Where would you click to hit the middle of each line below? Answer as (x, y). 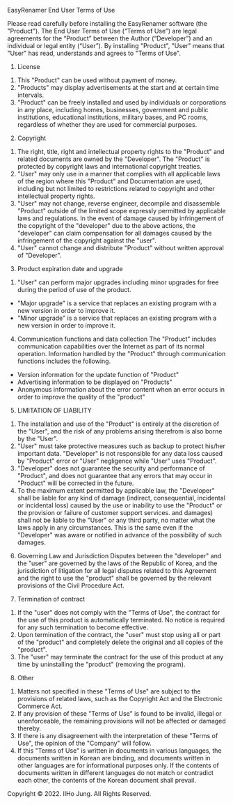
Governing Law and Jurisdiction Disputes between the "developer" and (119, 556)
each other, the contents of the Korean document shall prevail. (107, 780)
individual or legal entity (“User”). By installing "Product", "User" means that (116, 46)
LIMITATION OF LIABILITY (54, 410)
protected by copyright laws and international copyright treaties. (109, 166)
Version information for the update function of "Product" (98, 375)
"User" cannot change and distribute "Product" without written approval (120, 248)
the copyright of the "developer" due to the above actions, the (106, 225)
